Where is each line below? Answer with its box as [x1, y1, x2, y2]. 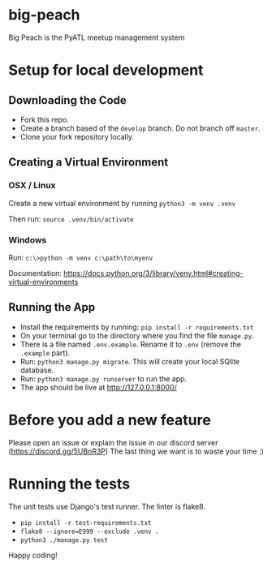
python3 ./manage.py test [19, 536, 108, 544]
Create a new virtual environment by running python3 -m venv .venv [8, 198, 236, 208]
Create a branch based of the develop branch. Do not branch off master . [19, 123, 261, 133]
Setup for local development [8, 61, 204, 80]
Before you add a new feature [8, 411, 211, 429]
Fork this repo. [19, 114, 69, 124]
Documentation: [8, 268, 63, 278]
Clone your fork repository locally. [19, 131, 134, 141]
